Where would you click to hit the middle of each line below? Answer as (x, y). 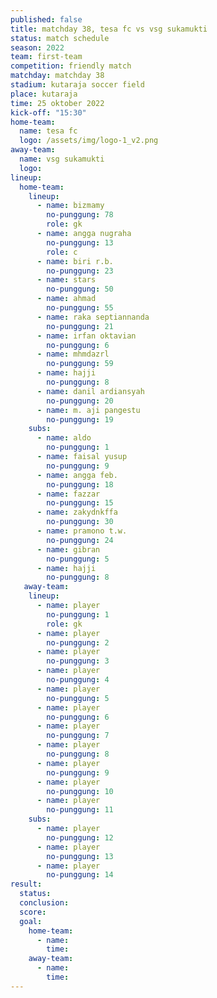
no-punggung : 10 (80, 791)
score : (33, 912)
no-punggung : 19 (80, 419)
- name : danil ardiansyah (90, 391)
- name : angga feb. (77, 475)
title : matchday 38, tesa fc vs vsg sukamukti (109, 29)
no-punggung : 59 (80, 364)
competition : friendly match (71, 66)
